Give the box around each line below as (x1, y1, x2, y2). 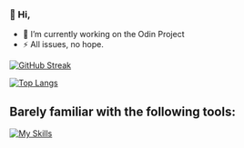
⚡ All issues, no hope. (22, 39, 105, 50)
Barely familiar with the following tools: (9, 104, 237, 119)
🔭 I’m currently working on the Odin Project (22, 29, 185, 40)
